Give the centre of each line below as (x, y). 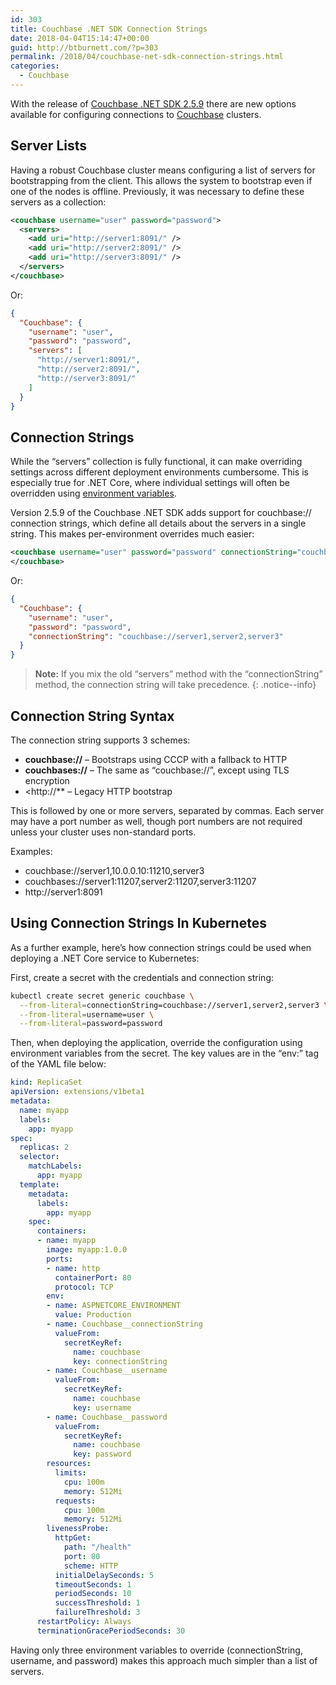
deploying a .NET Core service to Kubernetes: (105, 958)
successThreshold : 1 (97, 1603)
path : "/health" (97, 1547)
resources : (69, 1464)
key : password (102, 1454)
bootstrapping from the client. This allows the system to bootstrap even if (161, 180)
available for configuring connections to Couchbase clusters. (136, 114)
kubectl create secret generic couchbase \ (102, 996)
